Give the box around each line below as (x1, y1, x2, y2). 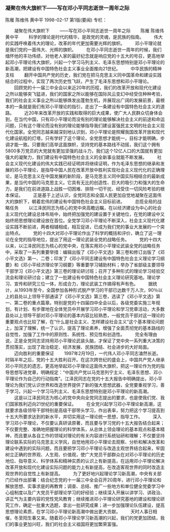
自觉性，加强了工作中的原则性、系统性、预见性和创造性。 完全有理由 (5, 332, 157, 338)
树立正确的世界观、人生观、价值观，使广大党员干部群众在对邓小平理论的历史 (5, 452, 165, 458)
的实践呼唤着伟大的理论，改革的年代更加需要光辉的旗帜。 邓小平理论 (5, 40, 157, 47)
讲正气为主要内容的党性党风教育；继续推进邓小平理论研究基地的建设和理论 (5, 496, 160, 502)
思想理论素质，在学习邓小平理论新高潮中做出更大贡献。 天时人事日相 (5, 509, 157, 515)
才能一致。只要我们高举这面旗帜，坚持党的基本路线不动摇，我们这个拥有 (9, 142, 160, 148)
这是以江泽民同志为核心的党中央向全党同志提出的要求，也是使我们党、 (14, 395, 160, 401)
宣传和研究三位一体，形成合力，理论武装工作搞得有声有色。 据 (14, 281, 153, 287)
